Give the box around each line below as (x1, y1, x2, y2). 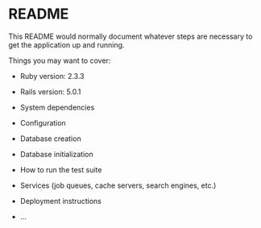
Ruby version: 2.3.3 (19, 71, 85, 81)
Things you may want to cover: (8, 56, 111, 65)
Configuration (19, 118, 66, 127)
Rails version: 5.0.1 (19, 86, 81, 97)
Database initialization (19, 149, 94, 159)
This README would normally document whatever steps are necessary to (8, 31, 253, 41)
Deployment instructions (19, 196, 102, 205)
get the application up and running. (8, 39, 125, 49)
